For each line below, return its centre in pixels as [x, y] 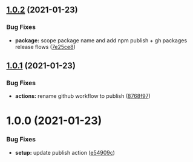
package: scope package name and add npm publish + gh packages [101, 40]
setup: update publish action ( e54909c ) [65, 152]
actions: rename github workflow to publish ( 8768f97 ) [83, 96]
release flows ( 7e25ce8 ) [45, 47]
